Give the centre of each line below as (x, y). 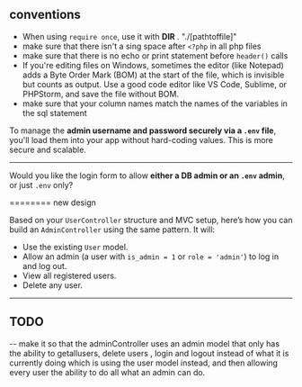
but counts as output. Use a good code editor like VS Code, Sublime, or (155, 84)
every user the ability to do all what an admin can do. (107, 372)
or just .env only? (41, 184)
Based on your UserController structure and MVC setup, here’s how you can (151, 220)
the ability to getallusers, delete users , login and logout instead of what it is (149, 353)
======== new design (53, 202)
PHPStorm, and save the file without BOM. (101, 94)
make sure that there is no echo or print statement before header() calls (155, 55)
